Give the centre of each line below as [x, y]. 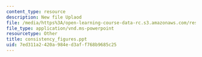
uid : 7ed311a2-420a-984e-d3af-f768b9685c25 [62, 45]
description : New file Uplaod [44, 17]
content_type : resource [36, 12]
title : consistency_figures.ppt [47, 39]
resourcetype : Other [32, 34]
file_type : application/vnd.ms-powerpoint [60, 28]
